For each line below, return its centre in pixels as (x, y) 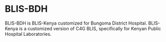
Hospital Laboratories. (28, 34)
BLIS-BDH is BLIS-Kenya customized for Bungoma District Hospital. (76, 23)
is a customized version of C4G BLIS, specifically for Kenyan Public (90, 28)
